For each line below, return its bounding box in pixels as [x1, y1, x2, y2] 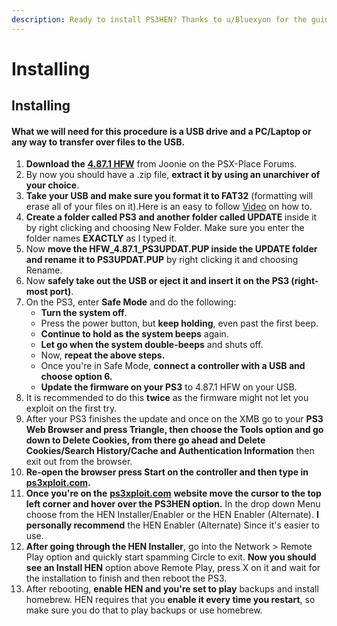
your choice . [25, 179, 80, 191]
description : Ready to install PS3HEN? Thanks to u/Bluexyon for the [11, 14, 308, 25]
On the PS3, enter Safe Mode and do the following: [25, 296, 237, 308]
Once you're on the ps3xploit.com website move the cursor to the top [25, 487, 322, 500]
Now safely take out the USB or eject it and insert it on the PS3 [25, 275, 289, 287]
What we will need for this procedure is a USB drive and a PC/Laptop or [11, 125, 312, 137]
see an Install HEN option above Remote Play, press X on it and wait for [25, 562, 321, 574]
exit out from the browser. [25, 456, 133, 468]
